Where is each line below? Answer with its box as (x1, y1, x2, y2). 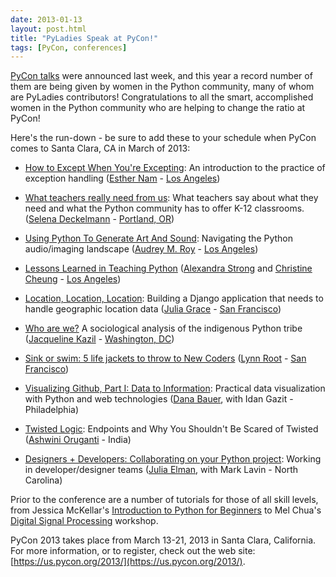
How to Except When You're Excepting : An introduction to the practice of (24, 162, 326, 174)
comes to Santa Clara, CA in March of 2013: (10, 142, 191, 155)
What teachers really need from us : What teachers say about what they (24, 192, 319, 204)
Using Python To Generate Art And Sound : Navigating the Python (24, 232, 294, 245)
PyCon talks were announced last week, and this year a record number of (10, 70, 313, 82)
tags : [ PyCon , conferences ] (10, 42, 128, 53)
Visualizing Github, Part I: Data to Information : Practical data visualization (24, 382, 326, 395)
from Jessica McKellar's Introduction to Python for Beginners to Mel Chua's (10, 504, 322, 516)
